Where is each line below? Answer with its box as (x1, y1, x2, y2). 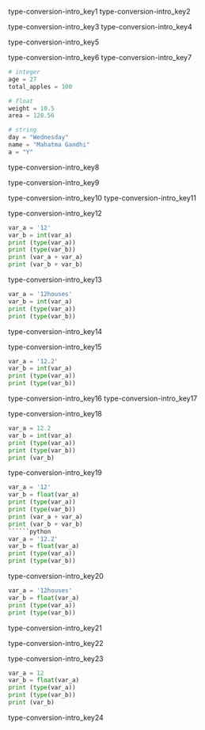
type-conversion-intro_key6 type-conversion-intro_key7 (8, 53, 192, 62)
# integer (8, 68, 41, 76)
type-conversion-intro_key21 (8, 623, 103, 633)
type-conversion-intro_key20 (8, 572, 104, 580)
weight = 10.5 (8, 105, 55, 112)
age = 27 (8, 75, 37, 83)
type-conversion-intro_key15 (8, 342, 102, 352)
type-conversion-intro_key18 (8, 409, 103, 418)
